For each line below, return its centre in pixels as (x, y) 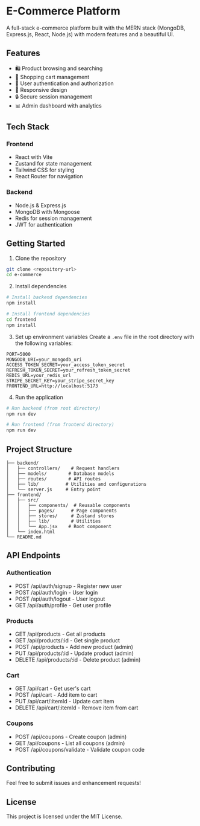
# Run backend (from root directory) (54, 408)
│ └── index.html (31, 532)
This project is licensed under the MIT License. (64, 816)
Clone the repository (40, 258)
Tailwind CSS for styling (45, 170)
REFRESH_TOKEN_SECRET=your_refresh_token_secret (68, 370)
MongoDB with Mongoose (47, 211)
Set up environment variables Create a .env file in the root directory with (105, 337)
